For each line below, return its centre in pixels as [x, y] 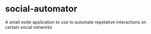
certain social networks [29, 27]
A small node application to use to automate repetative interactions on [76, 22]
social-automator [41, 9]
